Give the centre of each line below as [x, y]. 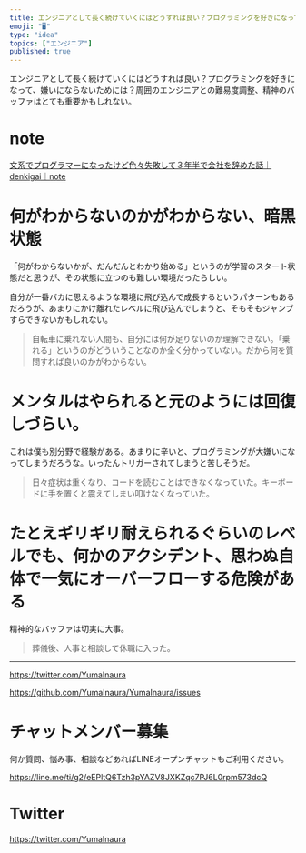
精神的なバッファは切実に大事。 [69, 628]
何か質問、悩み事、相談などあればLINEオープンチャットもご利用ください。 [149, 758]
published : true [40, 52]
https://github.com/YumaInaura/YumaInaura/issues [105, 692]
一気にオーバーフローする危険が [160, 579]
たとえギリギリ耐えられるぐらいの [137, 534]
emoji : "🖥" [30, 26]
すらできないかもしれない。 [61, 320]
